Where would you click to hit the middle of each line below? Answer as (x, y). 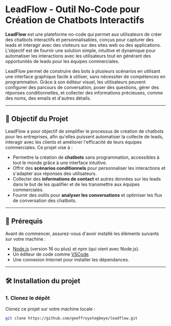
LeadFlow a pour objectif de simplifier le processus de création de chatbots (84, 131)
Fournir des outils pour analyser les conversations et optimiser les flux (88, 195)
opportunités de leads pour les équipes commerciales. (62, 61)
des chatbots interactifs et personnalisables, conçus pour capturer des (80, 40)
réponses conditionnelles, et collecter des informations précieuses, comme (84, 93)
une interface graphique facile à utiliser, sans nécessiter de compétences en (85, 76)
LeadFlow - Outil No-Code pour (73, 9)
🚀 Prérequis (24, 221)
